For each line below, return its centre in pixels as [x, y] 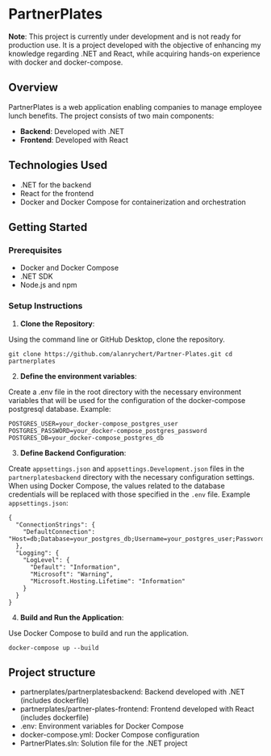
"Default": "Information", [75, 567]
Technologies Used [58, 165]
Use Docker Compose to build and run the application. [99, 633]
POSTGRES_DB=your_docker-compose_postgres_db [86, 438]
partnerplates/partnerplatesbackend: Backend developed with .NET [132, 692]
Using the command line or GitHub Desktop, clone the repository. [117, 339]
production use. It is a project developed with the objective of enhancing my [135, 44]
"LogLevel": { [46, 560]
